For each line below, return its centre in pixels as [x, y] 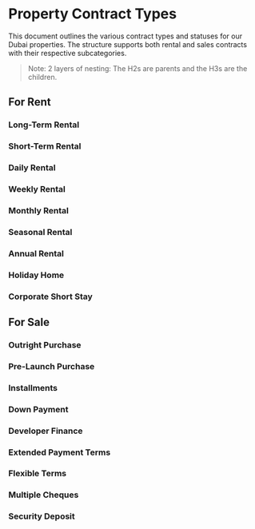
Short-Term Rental [45, 146]
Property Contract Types [93, 14]
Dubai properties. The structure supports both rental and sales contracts [128, 44]
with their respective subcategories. [68, 53]
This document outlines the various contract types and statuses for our [125, 36]
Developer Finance [46, 431]
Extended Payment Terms [60, 452]
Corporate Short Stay [51, 296]
